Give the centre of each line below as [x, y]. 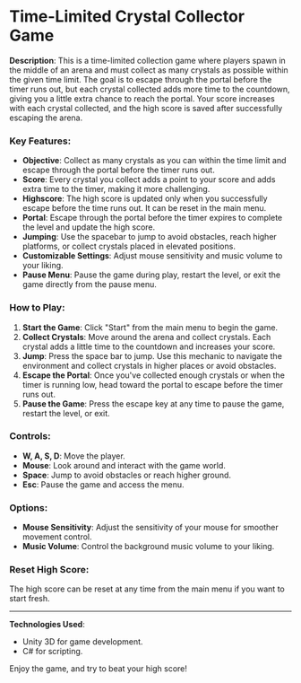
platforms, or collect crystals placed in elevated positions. [129, 246]
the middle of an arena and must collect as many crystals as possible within [149, 70]
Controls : [30, 436]
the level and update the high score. [89, 227]
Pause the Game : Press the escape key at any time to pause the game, [153, 403]
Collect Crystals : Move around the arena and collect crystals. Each [146, 337]
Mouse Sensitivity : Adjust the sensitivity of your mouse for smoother [150, 528]
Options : [29, 507]
